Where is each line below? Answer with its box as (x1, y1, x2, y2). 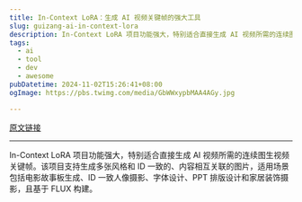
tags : (9, 38, 30, 48)
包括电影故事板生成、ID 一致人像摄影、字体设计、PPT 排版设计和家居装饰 (9, 171, 281, 182)
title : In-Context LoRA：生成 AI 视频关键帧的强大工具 (9, 13, 201, 22)
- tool (17, 55, 42, 64)
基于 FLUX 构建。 (32, 183, 98, 194)
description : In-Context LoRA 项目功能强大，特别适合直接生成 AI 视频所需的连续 (9, 30, 289, 39)
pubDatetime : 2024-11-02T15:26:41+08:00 (9, 80, 164, 89)
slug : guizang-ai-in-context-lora (9, 22, 139, 31)
